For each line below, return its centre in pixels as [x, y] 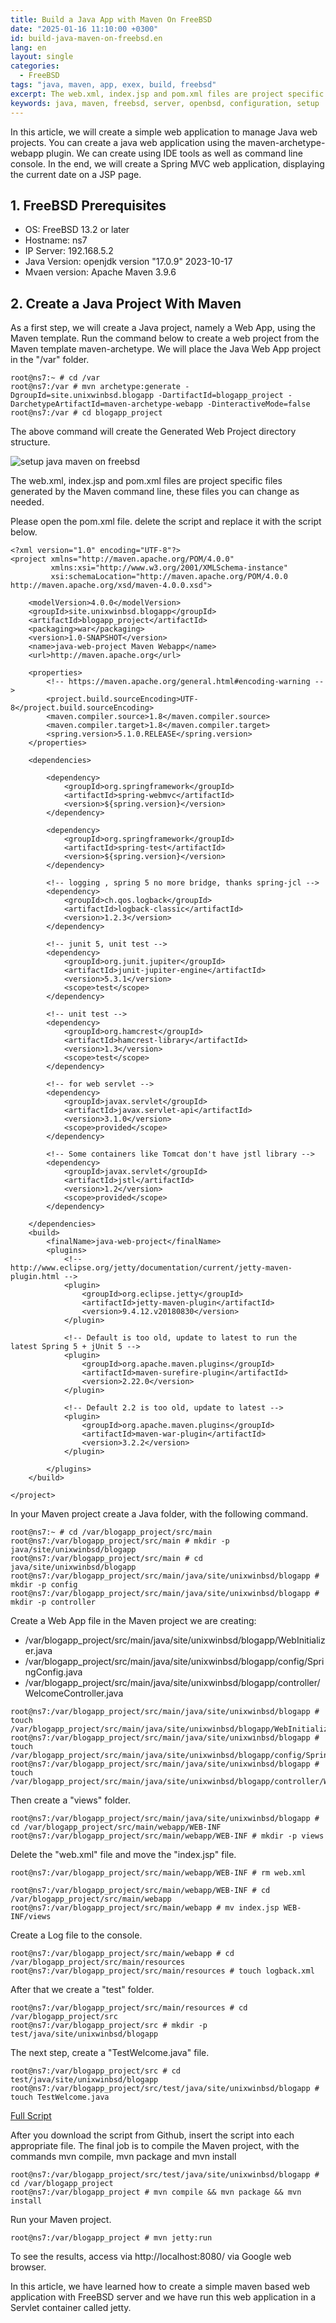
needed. [27, 502]
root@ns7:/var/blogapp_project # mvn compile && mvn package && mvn [156, 2192]
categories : [35, 66]
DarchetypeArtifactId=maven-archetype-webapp [106, 404]
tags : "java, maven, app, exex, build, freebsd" [113, 85]
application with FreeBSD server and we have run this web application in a [163, 2297]
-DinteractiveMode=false [258, 404]
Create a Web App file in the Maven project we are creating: [133, 1621]
